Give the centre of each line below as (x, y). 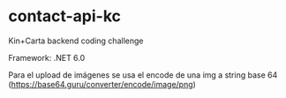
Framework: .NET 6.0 (47, 57)
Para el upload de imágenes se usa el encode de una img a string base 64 (143, 75)
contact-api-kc (64, 16)
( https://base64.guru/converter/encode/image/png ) (102, 84)
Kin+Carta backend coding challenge (76, 41)
